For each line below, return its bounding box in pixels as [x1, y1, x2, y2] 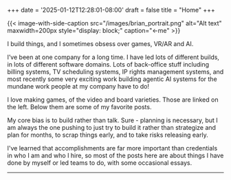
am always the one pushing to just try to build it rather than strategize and [7, 124, 217, 131]
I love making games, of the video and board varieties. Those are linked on [7, 95, 219, 104]
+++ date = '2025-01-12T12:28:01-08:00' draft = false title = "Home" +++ [7, 6, 215, 14]
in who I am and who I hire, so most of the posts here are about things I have [7, 151, 224, 159]
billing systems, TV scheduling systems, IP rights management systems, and [7, 68, 224, 76]
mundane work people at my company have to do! [7, 82, 150, 90]
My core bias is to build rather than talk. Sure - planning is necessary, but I [7, 116, 218, 124]
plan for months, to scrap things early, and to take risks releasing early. [7, 131, 208, 139]
